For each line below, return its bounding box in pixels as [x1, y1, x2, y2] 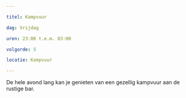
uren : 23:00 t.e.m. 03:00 [6, 35, 71, 42]
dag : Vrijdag [6, 24, 39, 30]
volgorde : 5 [6, 46, 36, 53]
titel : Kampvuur [6, 14, 47, 20]
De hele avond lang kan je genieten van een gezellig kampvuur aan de [6, 79, 180, 86]
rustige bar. [6, 85, 35, 93]
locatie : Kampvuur [6, 57, 52, 63]
